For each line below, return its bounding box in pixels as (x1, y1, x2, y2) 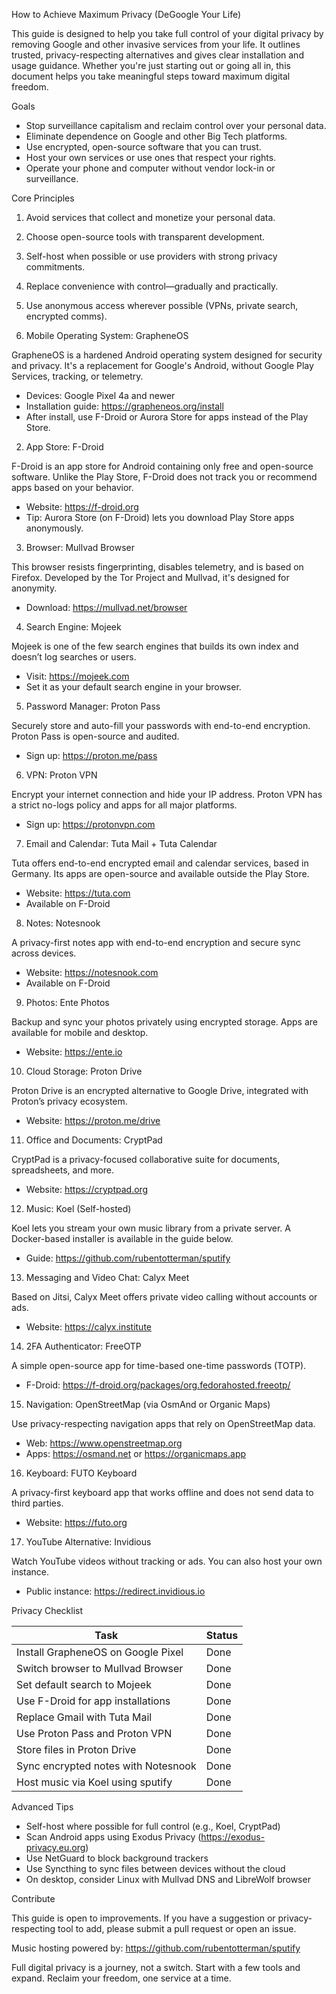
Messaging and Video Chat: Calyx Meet (25, 1272, 190, 1283)
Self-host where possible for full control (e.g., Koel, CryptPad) (25, 1820, 281, 1832)
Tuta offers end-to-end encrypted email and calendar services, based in (11, 857, 309, 869)
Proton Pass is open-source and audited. (11, 730, 180, 742)
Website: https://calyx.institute (25, 1321, 152, 1333)
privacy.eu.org (25, 1842, 86, 1853)
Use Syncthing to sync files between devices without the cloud (25, 1863, 286, 1874)
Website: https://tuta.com (25, 887, 131, 899)
